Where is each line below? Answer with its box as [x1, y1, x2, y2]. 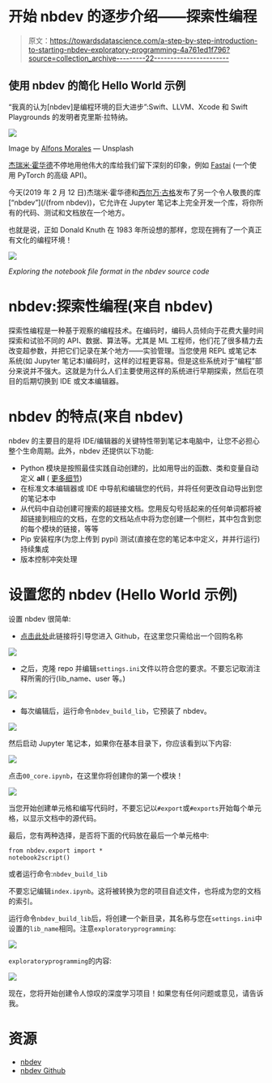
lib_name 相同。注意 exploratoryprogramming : [29, 924, 176, 933]
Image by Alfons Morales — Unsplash [8, 143, 134, 153]
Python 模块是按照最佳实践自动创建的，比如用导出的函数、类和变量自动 [19, 463, 259, 473]
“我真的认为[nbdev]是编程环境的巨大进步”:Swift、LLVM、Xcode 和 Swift [8, 102, 249, 112]
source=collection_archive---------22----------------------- [28, 53, 229, 63]
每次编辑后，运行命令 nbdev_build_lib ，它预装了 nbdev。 [19, 706, 212, 716]
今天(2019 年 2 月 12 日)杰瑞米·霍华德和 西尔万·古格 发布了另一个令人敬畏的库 [8, 187, 261, 197]
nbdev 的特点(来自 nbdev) [8, 407, 184, 426]
